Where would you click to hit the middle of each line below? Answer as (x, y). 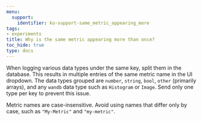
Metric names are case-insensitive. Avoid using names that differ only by (97, 105)
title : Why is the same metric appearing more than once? (80, 40)
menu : (13, 12)
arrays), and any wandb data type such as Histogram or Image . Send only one (100, 87)
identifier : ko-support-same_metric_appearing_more (83, 23)
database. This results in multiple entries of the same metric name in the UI (99, 74)
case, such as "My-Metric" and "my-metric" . (61, 111)
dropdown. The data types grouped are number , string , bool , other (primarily (101, 80)
